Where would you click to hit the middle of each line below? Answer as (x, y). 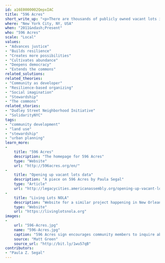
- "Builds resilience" (28, 51)
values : (13, 42)
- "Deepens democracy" (28, 65)
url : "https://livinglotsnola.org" (50, 212)
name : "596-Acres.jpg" (37, 230)
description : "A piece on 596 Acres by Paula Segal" (69, 180)
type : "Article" (31, 184)
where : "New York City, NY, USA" (39, 23)
